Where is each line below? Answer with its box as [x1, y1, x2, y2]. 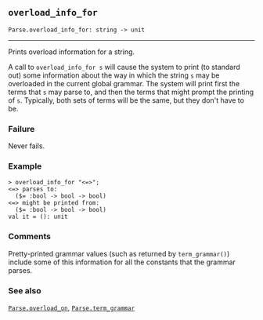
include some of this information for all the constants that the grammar [8, 257, 236, 267]
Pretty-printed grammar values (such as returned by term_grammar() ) [8, 249, 230, 258]
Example [8, 161, 42, 172]
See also [8, 285, 41, 296]
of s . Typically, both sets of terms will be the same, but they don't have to [8, 95, 245, 105]
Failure [8, 123, 35, 134]
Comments [8, 231, 51, 242]
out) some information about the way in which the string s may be [8, 71, 220, 80]
